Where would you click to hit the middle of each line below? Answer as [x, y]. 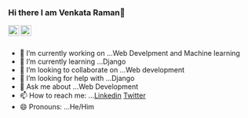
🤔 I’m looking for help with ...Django [77, 79]
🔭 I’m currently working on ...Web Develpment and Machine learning [130, 53]
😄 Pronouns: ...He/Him [57, 107]
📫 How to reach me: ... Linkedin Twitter [83, 96]
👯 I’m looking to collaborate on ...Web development [102, 70]
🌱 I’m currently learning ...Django [73, 61]
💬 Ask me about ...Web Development [79, 87]
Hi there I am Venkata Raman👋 [67, 13]
